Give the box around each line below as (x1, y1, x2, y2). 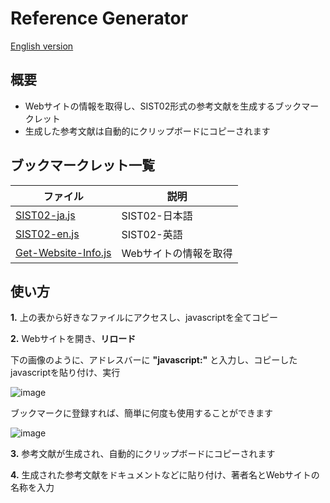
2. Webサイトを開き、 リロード (10, 333, 137, 345)
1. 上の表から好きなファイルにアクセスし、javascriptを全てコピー (10, 312, 279, 324)
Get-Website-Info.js (15, 245, 112, 259)
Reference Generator (10, 7, 189, 30)
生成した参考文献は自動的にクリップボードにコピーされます (24, 125, 271, 137)
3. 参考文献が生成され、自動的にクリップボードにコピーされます (10, 448, 276, 460)
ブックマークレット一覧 (10, 157, 155, 174)
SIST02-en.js (15, 227, 80, 241)
